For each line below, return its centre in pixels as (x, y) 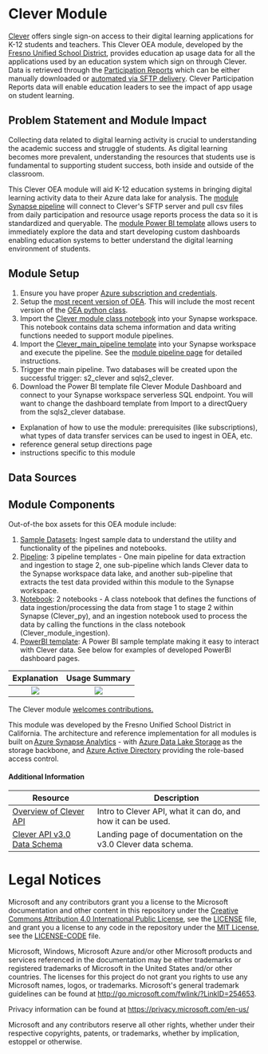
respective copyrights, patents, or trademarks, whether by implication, (124, 1033)
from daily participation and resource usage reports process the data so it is (133, 214)
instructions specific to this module (77, 453)
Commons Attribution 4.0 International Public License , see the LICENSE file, (132, 918)
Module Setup (44, 273)
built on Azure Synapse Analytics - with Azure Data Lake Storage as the (126, 741)
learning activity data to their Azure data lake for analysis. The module (124, 197)
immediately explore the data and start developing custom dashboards (124, 232)
